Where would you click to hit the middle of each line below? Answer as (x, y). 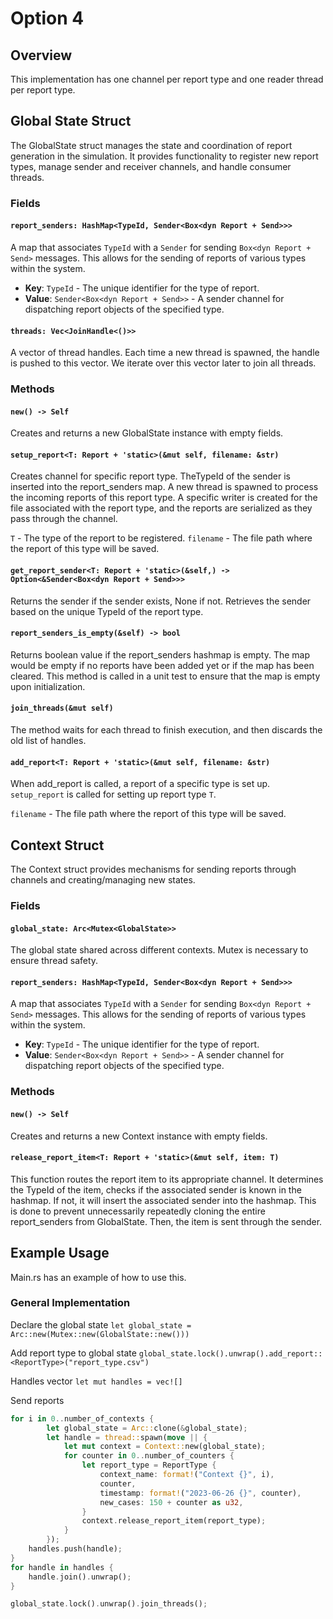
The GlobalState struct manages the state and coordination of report (151, 145)
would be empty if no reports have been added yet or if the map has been (162, 665)
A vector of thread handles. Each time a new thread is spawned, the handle (165, 353)
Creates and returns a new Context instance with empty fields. (139, 1136)
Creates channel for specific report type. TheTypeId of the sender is (150, 476)
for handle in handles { (62, 1567)
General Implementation (70, 1303)
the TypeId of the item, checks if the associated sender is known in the (156, 1189)
